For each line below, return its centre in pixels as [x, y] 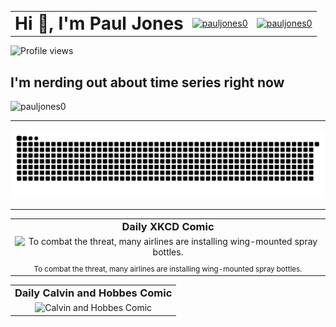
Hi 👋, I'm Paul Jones [99, 23]
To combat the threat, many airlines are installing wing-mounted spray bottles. [168, 269]
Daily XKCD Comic [168, 226]
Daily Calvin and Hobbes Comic [93, 293]
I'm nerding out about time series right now [147, 82]
